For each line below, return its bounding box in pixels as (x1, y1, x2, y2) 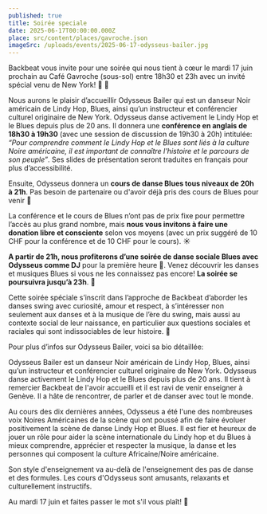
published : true (8, 11, 62, 20)
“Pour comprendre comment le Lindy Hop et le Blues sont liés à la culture (8, 138, 249, 147)
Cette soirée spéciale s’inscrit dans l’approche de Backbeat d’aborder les (8, 292, 249, 303)
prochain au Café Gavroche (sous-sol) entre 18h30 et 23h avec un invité (8, 72, 245, 81)
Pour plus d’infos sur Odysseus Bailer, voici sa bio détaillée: (8, 342, 204, 351)
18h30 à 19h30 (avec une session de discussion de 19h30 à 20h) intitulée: (8, 129, 253, 139)
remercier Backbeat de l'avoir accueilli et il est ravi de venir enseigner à (8, 383, 243, 393)
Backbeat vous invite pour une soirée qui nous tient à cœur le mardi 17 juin (8, 63, 253, 73)
